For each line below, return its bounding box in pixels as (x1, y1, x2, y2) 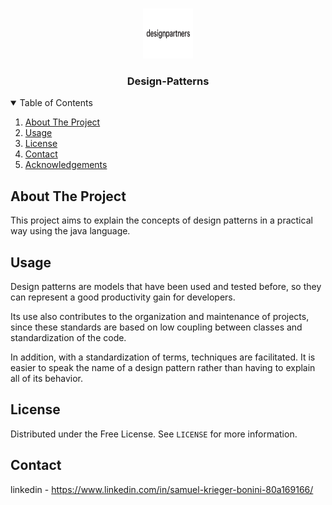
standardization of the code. (10, 331, 127, 343)
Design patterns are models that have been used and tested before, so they (10, 280, 322, 292)
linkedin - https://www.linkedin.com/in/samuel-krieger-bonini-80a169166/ (10, 483, 314, 495)
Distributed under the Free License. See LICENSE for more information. (10, 428, 298, 440)
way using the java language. (10, 225, 131, 237)
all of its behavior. (10, 372, 84, 384)
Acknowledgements (24, 159, 108, 171)
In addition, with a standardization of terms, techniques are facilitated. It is (10, 351, 316, 363)
